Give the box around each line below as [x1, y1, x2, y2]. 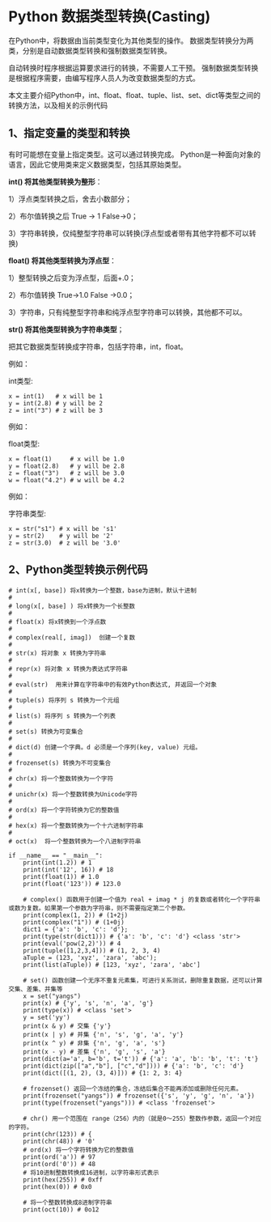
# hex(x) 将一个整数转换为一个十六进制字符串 [8, 821, 144, 830]
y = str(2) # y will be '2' [8, 532, 114, 540]
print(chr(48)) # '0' [23, 1137, 95, 1145]
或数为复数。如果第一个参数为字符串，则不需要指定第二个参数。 [8, 904, 189, 912]
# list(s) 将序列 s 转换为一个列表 [8, 711, 116, 720]
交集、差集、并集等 [8, 985, 63, 993]
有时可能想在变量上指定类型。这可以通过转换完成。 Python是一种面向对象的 [8, 149, 261, 159]
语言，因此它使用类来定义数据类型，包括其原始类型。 [8, 159, 186, 169]
